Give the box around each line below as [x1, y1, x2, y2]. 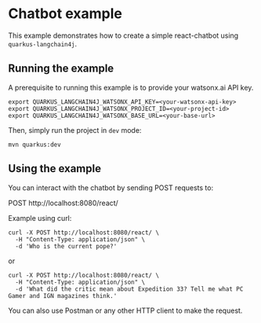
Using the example [8, 162, 102, 175]
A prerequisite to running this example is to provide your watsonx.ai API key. [8, 83, 254, 92]
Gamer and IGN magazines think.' [8, 292, 118, 299]
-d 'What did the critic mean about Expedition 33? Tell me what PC [15, 284, 244, 293]
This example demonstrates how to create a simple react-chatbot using [8, 31, 239, 40]
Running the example [8, 62, 114, 75]
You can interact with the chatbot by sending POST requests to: [8, 182, 214, 193]
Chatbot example [8, 5, 123, 23]
